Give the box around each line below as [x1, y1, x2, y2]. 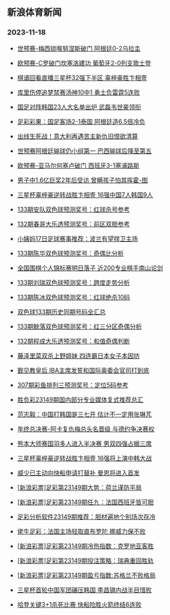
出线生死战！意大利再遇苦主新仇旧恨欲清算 [17, 132, 138, 140]
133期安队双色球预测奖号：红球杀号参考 [17, 205, 130, 213]
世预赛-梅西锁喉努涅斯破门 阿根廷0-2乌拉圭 [17, 44, 141, 52]
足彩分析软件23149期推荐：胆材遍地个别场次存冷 [17, 512, 156, 521]
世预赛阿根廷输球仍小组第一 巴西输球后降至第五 [17, 147, 152, 155]
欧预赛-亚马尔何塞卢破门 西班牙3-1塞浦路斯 [17, 161, 140, 169]
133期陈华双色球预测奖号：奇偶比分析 [17, 249, 124, 257]
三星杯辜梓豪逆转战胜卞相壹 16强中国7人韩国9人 [17, 190, 153, 198]
